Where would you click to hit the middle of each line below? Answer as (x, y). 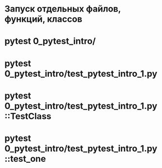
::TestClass (28, 116)
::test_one (25, 159)
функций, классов (43, 19)
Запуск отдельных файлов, (63, 9)
